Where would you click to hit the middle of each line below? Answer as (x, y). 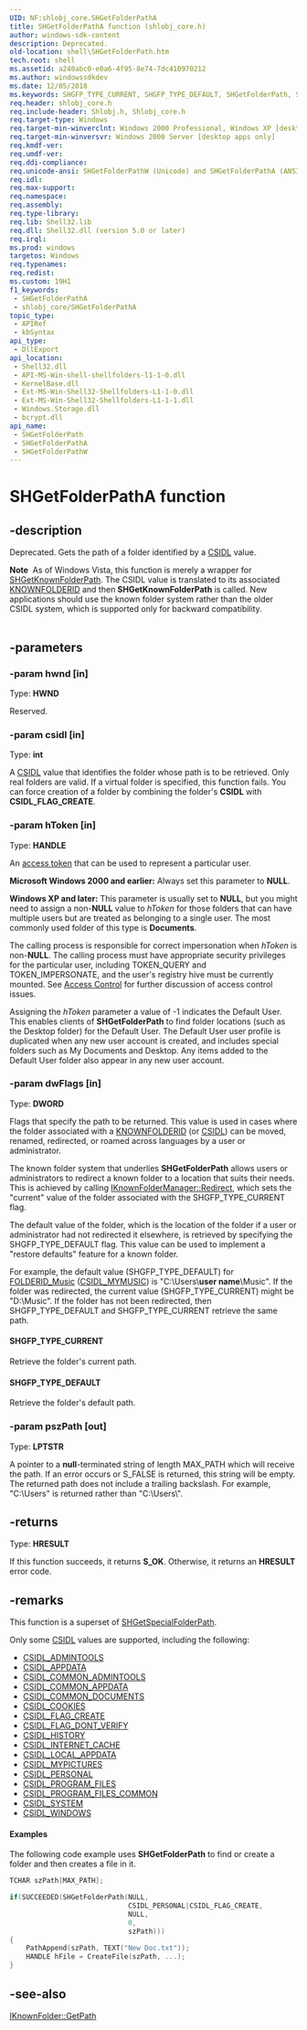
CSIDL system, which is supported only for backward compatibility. (136, 609)
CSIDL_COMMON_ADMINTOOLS (84, 1677)
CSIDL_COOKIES (54, 1706)
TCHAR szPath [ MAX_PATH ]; (57, 1881)
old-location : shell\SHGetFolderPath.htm (90, 52)
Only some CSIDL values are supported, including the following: (129, 1640)
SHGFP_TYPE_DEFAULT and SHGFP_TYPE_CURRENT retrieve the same (144, 1310)
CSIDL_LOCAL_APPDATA (69, 1755)
